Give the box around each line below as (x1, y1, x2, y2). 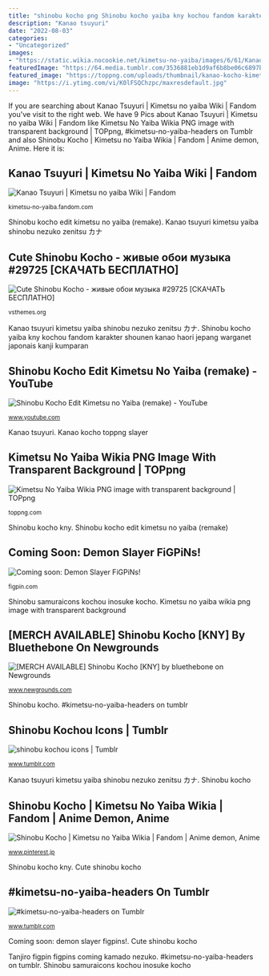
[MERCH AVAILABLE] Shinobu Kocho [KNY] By (8, 628, 246, 642)
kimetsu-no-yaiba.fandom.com (8, 204, 94, 212)
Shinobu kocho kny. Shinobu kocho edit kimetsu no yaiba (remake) (8, 522, 229, 532)
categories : (8, 34, 48, 42)
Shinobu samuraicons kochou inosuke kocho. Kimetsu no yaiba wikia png (8, 596, 251, 606)
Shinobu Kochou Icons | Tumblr (8, 723, 169, 737)
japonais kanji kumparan (8, 341, 89, 351)
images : (8, 49, 34, 57)
